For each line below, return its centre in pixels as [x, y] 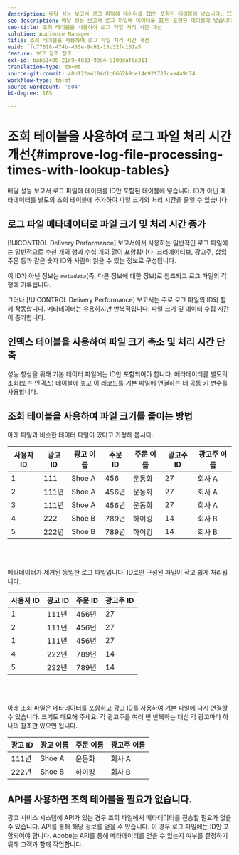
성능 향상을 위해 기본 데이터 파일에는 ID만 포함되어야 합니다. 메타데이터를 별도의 [118, 373]
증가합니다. [30, 317]
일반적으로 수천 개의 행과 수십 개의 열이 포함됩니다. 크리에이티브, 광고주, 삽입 [121, 251]
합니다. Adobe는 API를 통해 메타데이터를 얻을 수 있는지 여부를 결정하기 [130, 836]
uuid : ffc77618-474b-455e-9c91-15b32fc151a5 [74, 47]
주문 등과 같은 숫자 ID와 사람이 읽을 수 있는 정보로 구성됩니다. [92, 260]
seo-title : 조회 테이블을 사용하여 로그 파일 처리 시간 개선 [85, 27]
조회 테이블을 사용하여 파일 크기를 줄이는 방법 [100, 416]
